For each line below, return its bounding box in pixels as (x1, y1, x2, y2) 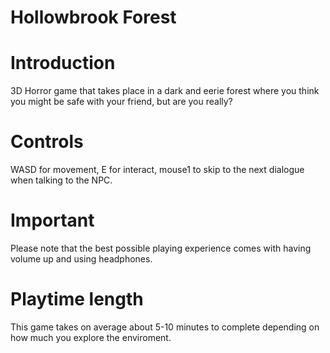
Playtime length (10, 288, 144, 311)
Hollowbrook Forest (10, 6, 177, 29)
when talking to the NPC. (10, 174, 113, 186)
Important (10, 209, 95, 232)
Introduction (10, 52, 116, 75)
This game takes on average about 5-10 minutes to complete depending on (10, 321, 320, 333)
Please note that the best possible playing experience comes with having (10, 242, 312, 254)
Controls (10, 131, 84, 153)
